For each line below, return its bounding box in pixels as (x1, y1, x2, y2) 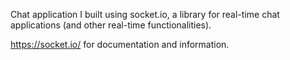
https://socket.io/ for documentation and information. (10, 39, 230, 50)
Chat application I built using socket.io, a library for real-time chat (10, 9, 280, 20)
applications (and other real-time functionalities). (10, 19, 212, 31)
